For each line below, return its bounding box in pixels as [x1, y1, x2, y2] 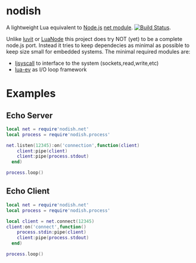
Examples [6, 87, 56, 101]
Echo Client [6, 186, 50, 196]
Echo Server [6, 110, 53, 120]
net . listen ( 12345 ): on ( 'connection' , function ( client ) [6, 142, 140, 148]
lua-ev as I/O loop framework [14, 65, 88, 73]
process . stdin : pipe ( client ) [17, 229, 86, 236]
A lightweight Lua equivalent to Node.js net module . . [6, 24, 172, 31]
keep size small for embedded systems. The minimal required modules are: [6, 48, 191, 55]
